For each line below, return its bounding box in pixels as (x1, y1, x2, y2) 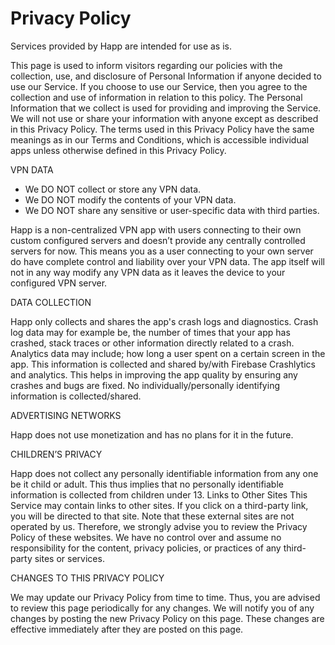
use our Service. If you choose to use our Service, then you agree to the (10, 80, 308, 92)
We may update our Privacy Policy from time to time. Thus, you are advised (10, 591, 321, 603)
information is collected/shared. (10, 390, 142, 402)
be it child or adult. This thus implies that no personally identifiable (10, 478, 284, 490)
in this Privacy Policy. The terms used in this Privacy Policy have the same (10, 123, 315, 135)
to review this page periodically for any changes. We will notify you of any (10, 602, 315, 614)
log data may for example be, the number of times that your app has (10, 326, 291, 338)
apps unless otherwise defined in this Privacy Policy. (10, 144, 227, 156)
